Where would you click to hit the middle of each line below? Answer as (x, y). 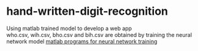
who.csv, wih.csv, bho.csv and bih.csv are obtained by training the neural (99, 34)
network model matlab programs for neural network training (82, 41)
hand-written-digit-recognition (87, 11)
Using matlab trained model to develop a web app (69, 28)
